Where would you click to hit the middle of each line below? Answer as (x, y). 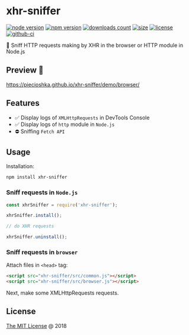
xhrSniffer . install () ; (34, 216)
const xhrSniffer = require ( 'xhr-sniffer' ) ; (62, 205)
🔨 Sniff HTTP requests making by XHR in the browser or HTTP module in (95, 45)
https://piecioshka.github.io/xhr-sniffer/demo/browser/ (73, 84)
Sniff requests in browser (42, 252)
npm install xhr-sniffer (37, 177)
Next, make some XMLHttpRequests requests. (63, 293)
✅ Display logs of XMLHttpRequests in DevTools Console (82, 118)
